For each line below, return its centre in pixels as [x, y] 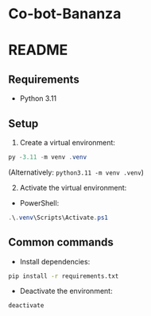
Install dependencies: [55, 261]
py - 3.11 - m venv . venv [48, 157]
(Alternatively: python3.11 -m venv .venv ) [76, 172]
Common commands [61, 243]
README [38, 50]
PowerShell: [39, 202]
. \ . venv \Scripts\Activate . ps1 [58, 218]
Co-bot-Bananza [65, 14]
